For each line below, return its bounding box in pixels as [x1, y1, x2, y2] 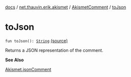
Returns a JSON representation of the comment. [5, 47, 104, 53]
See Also [5, 57, 24, 63]
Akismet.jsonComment [5, 66, 51, 72]
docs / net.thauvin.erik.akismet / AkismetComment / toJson [5, 4, 126, 10]
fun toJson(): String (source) [5, 38, 68, 43]
